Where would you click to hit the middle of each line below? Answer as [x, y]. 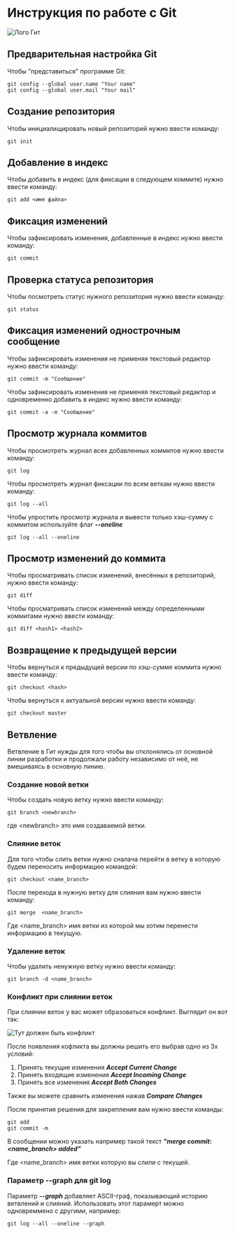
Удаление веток [36, 951]
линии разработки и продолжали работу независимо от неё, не [103, 759]
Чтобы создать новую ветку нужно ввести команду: [86, 800]
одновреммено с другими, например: [64, 1211]
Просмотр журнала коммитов [77, 434]
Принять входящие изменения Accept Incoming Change [102, 1075]
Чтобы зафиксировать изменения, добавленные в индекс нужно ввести [115, 238]
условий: [21, 1054]
